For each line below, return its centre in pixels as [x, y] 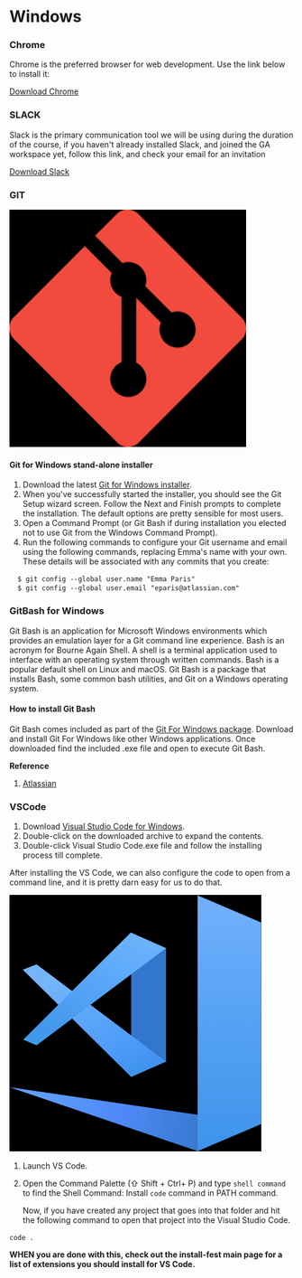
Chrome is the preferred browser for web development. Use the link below [147, 64]
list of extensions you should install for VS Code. [102, 1264]
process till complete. [62, 855]
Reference [29, 766]
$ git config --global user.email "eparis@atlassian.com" [129, 588]
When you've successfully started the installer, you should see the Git [152, 494]
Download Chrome [44, 91]
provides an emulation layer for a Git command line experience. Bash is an [147, 640]
